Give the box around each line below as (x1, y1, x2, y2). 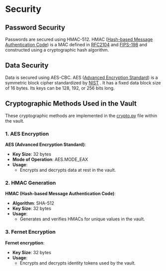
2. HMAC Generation (5, 179, 56, 186)
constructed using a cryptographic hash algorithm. (5, 47, 109, 53)
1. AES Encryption (5, 130, 49, 137)
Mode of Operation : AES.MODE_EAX (12, 156, 88, 162)
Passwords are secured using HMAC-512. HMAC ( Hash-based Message (5, 36, 153, 42)
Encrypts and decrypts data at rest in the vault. (19, 167, 116, 173)
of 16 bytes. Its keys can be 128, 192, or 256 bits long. (5, 85, 115, 91)
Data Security (5, 61, 49, 70)
